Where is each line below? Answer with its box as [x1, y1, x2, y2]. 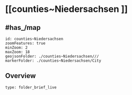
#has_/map [5, 23, 41, 32]
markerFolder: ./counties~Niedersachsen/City [5, 58, 101, 63]
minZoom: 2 [5, 45, 28, 50]
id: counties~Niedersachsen [5, 36, 64, 41]
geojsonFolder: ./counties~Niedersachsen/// [5, 54, 99, 59]
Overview [5, 72, 36, 80]
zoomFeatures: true [5, 41, 46, 46]
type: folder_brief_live [5, 85, 57, 90]
